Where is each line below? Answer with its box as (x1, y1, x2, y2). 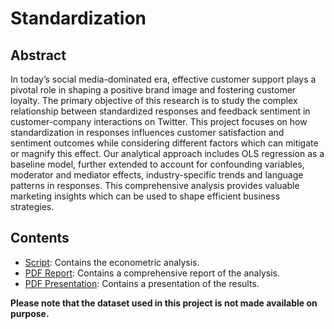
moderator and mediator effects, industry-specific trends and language (10, 169, 304, 181)
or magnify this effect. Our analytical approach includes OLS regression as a (10, 148, 325, 159)
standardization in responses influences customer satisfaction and (10, 127, 285, 138)
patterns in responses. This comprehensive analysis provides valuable (10, 180, 300, 191)
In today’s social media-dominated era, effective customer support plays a (10, 73, 317, 85)
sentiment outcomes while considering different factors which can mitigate (10, 137, 319, 149)
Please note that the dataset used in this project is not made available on (10, 297, 318, 309)
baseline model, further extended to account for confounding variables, (10, 158, 305, 170)
